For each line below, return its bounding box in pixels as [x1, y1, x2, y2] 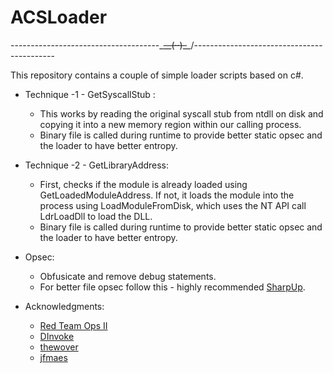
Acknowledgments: [24, 300, 105, 312]
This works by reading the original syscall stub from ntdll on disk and [39, 107, 324, 120]
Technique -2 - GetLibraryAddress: [24, 159, 170, 171]
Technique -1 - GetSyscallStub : [24, 88, 156, 100]
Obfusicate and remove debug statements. [39, 270, 217, 282]
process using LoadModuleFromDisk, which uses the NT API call [39, 199, 307, 211]
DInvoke [39, 330, 75, 342]
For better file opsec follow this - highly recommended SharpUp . [39, 281, 306, 293]
